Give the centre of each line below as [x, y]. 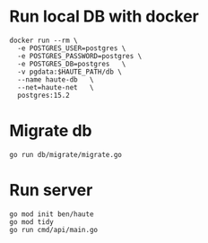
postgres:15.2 [43, 95]
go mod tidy [31, 221]
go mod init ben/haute [52, 214]
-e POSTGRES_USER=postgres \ [72, 48]
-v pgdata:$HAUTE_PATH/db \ [70, 72]
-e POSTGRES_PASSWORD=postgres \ [80, 56]
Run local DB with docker [104, 17]
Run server [51, 191]
